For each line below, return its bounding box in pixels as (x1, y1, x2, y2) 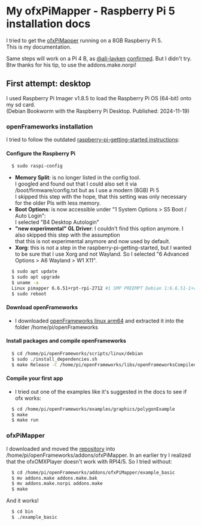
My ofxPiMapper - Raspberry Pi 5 (6, 4, 175, 18)
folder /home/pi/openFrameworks (14, 323, 99, 331)
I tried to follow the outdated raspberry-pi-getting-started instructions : (6, 136, 179, 144)
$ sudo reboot (11, 291, 47, 297)
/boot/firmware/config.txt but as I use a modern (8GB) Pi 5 (14, 187, 160, 194)
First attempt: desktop (6, 79, 92, 89)
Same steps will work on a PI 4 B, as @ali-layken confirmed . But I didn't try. (6, 55, 192, 62)
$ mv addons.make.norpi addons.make (11, 480, 103, 487)
